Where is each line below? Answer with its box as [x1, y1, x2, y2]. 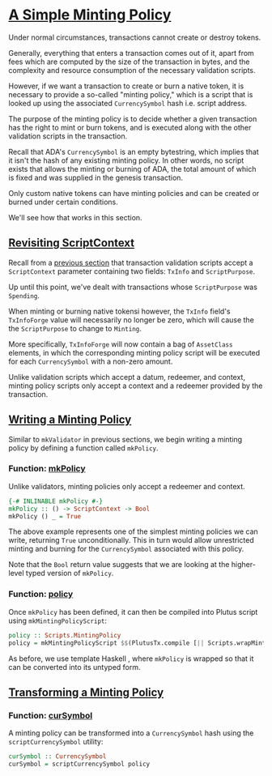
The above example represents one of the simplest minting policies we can [8, 527, 259, 536]
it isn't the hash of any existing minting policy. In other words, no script [8, 156, 244, 165]
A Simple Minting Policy [8, 6, 172, 24]
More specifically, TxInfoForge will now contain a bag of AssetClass [8, 339, 233, 349]
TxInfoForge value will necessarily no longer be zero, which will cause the [8, 314, 255, 325]
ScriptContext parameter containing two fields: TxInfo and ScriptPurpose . [8, 266, 256, 276]
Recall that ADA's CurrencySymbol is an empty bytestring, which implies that [8, 147, 259, 156]
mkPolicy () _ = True [8, 512, 82, 520]
